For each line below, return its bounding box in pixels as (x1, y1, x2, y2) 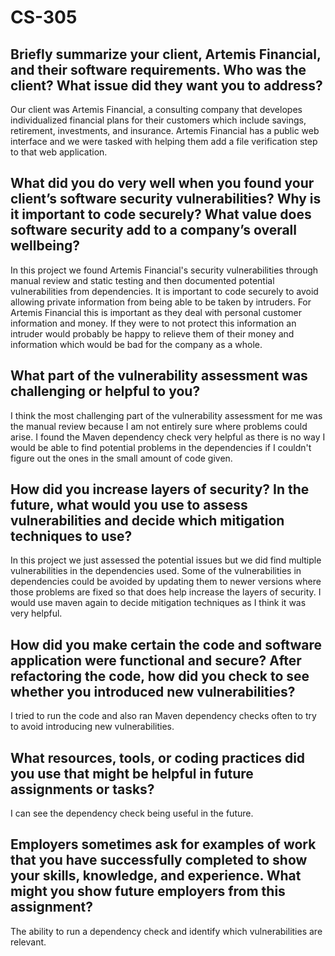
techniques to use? (10, 528, 133, 545)
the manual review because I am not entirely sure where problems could (10, 420, 308, 432)
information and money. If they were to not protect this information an (10, 317, 297, 329)
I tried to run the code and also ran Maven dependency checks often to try (10, 710, 317, 722)
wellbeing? (10, 237, 80, 255)
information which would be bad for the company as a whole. (10, 338, 263, 350)
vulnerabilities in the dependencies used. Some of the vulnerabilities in (10, 565, 302, 577)
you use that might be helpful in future (10, 765, 254, 782)
